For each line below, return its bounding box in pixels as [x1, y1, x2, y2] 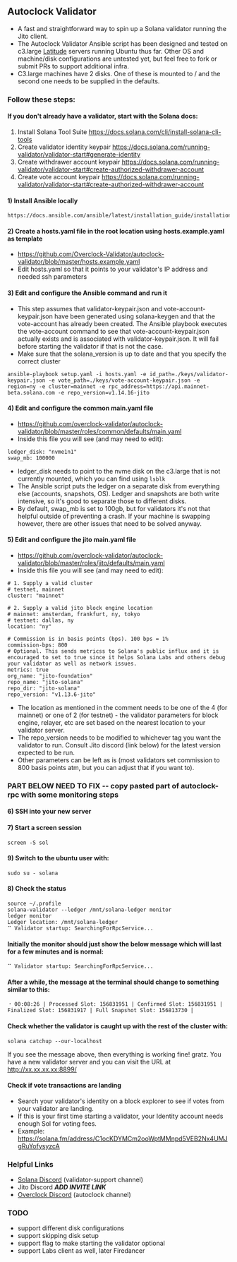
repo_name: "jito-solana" [7, 678, 83, 685]
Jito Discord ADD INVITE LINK [17, 1183, 107, 1191]
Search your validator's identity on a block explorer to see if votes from [17, 1097, 224, 1105]
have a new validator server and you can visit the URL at [7, 1057, 171, 1066]
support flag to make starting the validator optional [17, 1239, 166, 1248]
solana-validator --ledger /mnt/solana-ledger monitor [7, 906, 172, 913]
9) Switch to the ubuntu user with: [7, 854, 109, 863]
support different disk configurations [17, 1224, 125, 1232]
